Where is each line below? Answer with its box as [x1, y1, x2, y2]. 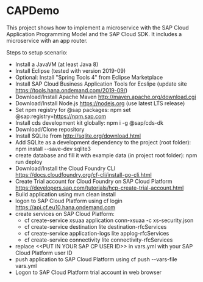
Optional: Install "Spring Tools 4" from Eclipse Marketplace [15, 73, 163, 81]
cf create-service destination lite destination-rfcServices [24, 223, 167, 230]
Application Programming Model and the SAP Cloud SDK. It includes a [6, 30, 182, 37]
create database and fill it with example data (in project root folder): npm [15, 151, 198, 159]
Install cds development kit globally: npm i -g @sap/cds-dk [15, 119, 163, 126]
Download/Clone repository [15, 125, 85, 133]
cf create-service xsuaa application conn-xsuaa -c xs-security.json [24, 217, 194, 224]
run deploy [15, 158, 43, 165]
